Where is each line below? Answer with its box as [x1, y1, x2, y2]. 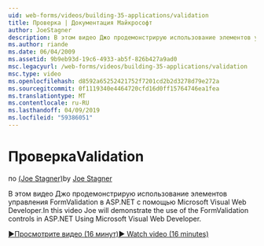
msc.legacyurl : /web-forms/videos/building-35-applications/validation [8, 63, 247, 71]
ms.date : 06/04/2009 [8, 48, 76, 56]
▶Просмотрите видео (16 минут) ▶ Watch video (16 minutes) [8, 229, 210, 238]
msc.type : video [8, 70, 61, 78]
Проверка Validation [8, 148, 144, 166]
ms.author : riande [8, 41, 68, 49]
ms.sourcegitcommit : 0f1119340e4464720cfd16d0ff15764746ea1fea [8, 84, 220, 93]
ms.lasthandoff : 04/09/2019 [8, 107, 101, 115]
